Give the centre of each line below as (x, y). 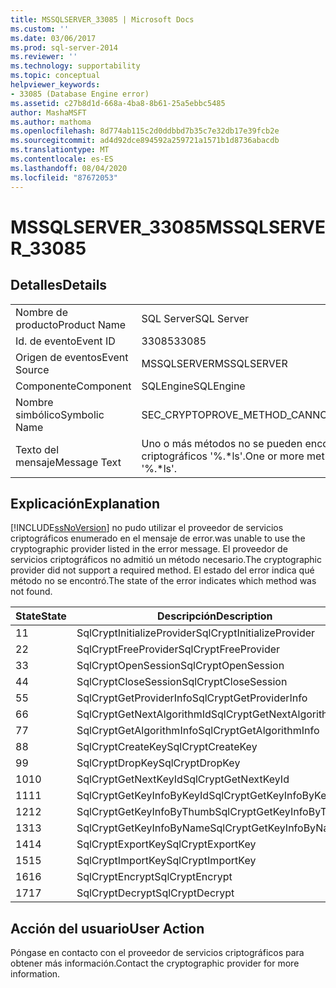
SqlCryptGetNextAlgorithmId (144, 714)
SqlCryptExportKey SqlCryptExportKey (166, 844)
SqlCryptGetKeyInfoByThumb (146, 812)
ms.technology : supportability (75, 66)
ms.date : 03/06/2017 (53, 38)
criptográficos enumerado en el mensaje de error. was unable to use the (158, 538)
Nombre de (41, 312)
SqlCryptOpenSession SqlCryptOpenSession (180, 666)
